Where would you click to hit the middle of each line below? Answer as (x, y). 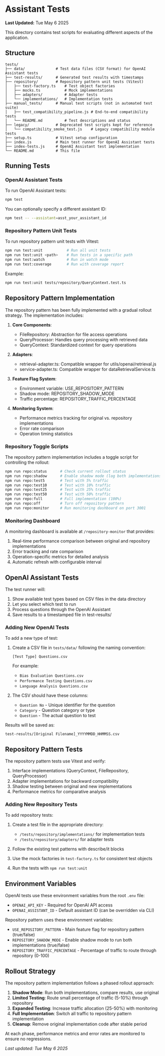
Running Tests (27, 166)
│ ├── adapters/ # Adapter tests (51, 95)
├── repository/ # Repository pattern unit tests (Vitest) (74, 82)
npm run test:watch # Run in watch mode (57, 260)
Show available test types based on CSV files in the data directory (79, 599)
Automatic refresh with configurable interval (57, 562)
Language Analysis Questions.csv (54, 687)
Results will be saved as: (30, 725)
